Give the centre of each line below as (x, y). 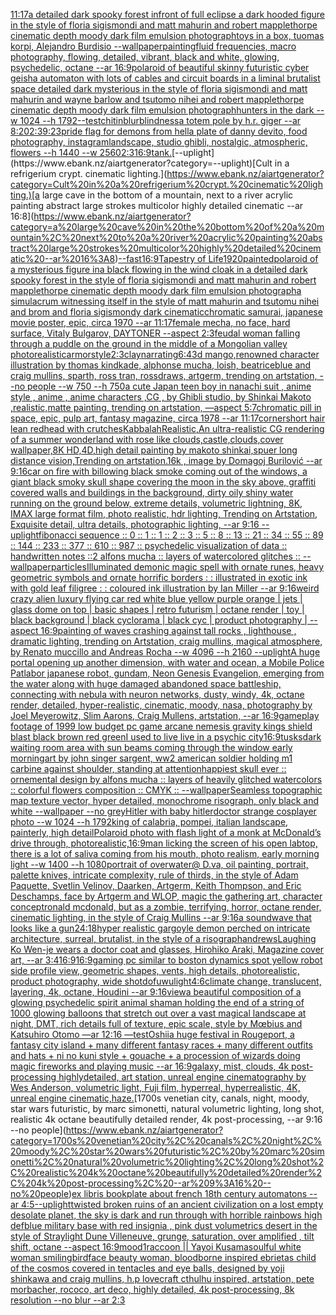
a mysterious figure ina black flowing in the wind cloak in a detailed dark (159, 269)
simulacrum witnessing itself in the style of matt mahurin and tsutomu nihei (165, 301)
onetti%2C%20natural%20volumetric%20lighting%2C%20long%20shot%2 (167, 1162)
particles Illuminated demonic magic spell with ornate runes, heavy (187, 567)
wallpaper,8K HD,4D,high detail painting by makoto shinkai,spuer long (154, 450)
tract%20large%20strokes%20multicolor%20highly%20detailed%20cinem (166, 248)
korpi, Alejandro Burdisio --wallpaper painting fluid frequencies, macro (153, 46)
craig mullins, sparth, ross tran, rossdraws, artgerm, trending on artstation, (164, 375)
